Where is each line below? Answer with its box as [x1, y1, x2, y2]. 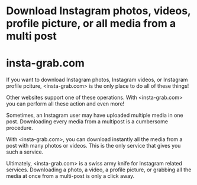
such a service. [6, 148, 44, 155]
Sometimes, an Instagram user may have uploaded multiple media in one [6, 111, 183, 119]
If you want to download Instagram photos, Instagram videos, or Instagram [6, 76, 188, 84]
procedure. [6, 125, 34, 132]
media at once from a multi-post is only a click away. [6, 173, 135, 180]
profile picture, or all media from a [6, 17, 176, 30]
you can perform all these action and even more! [6, 100, 125, 107]
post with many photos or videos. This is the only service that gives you [6, 142, 181, 149]
